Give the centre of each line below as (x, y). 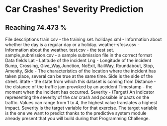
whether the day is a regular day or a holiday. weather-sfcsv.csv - (73, 45)
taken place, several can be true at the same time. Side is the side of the (79, 76)
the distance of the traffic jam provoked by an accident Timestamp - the (79, 87)
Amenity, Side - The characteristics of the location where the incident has (81, 71)
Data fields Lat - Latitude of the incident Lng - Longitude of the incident (78, 60)
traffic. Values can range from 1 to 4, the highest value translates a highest (81, 102)
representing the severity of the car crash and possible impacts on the (77, 97)
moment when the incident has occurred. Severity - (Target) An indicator (80, 92)
